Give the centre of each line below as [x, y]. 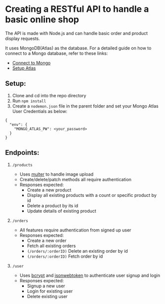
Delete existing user [47, 296]
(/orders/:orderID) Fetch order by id [65, 256]
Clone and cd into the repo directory [49, 95]
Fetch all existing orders [51, 246]
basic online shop [42, 19]
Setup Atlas [24, 68]
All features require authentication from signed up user [75, 230]
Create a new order [47, 240]
